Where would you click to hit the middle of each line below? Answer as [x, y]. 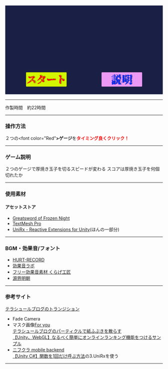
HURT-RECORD [28, 259]
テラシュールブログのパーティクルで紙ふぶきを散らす [67, 331]
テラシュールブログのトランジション [42, 308]
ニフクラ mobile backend [38, 349]
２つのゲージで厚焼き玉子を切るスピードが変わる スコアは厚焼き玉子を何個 [82, 169]
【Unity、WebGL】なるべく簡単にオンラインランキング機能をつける [82, 337]
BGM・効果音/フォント [33, 248]
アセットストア [20, 207]
